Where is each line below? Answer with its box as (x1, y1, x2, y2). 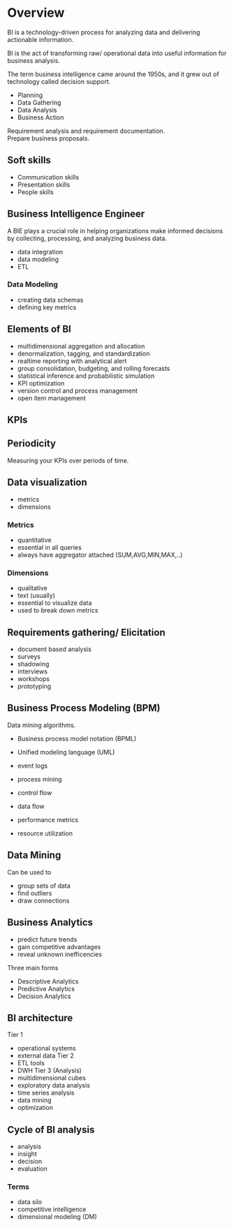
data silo (17, 1198, 43, 1206)
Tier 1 (7, 1030, 23, 1039)
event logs (17, 761, 47, 770)
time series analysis (17, 1088, 75, 1097)
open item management (17, 393, 86, 402)
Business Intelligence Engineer (7, 208, 145, 220)
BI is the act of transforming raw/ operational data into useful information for (7, 49, 227, 57)
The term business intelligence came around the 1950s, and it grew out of (7, 70, 219, 78)
